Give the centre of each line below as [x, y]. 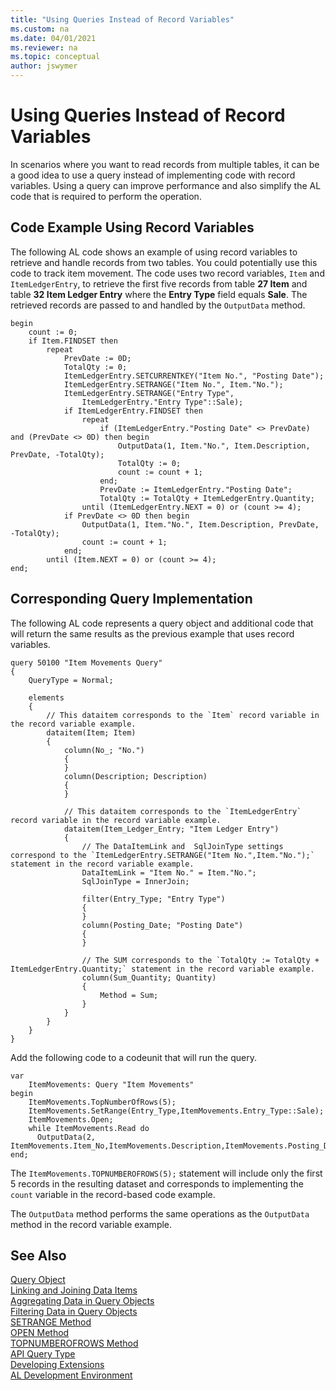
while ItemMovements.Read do [89, 1128]
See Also [38, 1255]
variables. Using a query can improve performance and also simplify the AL [166, 185]
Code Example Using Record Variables [132, 227]
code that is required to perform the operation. [106, 196]
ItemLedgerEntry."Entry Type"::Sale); [162, 402]
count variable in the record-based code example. [113, 1194]
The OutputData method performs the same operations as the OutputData [160, 1213]
